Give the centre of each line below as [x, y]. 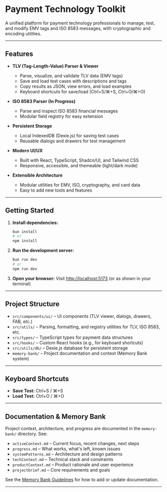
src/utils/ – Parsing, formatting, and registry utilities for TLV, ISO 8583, [86, 327]
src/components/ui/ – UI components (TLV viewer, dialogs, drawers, [82, 316]
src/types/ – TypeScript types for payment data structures [73, 337]
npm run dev [25, 269]
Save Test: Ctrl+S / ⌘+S [38, 391]
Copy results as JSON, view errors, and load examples [76, 86]
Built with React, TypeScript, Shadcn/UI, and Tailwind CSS [79, 160]
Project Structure [32, 304]
